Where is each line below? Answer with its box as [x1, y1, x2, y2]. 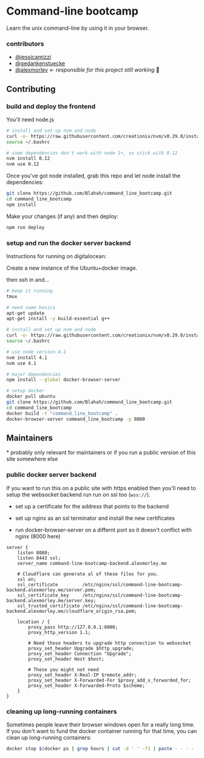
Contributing [6, 84, 56, 94]
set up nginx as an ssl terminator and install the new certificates [15, 514, 175, 522]
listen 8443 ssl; [17, 555, 61, 561]
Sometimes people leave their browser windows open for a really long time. [6, 721, 195, 728]
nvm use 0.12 [6, 161, 39, 168]
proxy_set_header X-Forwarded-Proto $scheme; [28, 682, 146, 689]
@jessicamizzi [15, 53, 52, 61]
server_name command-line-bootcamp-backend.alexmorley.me [17, 560, 167, 566]
